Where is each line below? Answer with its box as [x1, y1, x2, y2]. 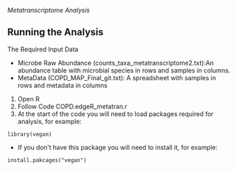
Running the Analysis [7, 26, 104, 38]
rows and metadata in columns [17, 81, 108, 89]
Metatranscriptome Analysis [7, 6, 91, 14]
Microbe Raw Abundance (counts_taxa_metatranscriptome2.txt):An [17, 58, 214, 67]
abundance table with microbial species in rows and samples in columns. [17, 66, 231, 75]
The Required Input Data [7, 45, 79, 53]
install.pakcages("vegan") [7, 156, 87, 164]
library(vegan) [7, 130, 52, 138]
